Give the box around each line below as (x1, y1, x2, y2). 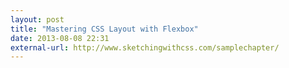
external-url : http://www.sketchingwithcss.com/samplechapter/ (10, 42, 280, 53)
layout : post (10, 14, 65, 25)
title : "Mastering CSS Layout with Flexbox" (10, 24, 199, 34)
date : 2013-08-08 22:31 (10, 33, 110, 43)
